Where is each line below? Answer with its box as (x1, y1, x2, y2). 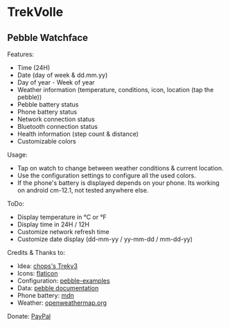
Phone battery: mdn (17, 292, 74, 299)
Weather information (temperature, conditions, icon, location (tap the (17, 86, 214, 94)
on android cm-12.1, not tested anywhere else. (17, 186, 149, 194)
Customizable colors (17, 137, 76, 145)
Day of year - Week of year (17, 78, 95, 87)
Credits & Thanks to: (7, 249, 66, 256)
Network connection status (17, 115, 95, 123)
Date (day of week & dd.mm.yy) (17, 71, 108, 79)
